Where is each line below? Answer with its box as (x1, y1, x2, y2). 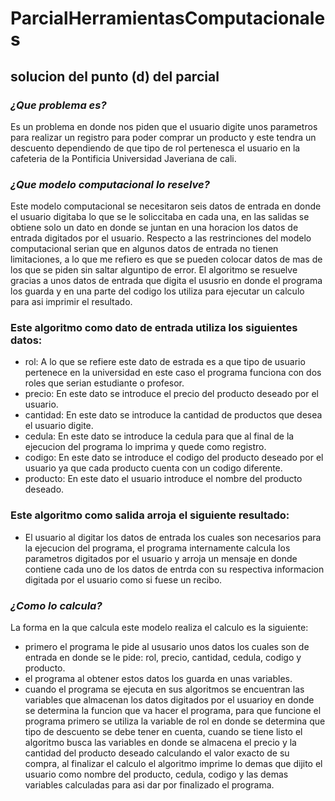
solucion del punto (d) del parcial (10, 68, 220, 85)
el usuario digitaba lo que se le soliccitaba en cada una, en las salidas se (10, 211, 310, 223)
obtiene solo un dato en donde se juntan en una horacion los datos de (10, 222, 299, 234)
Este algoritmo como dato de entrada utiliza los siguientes (10, 321, 298, 335)
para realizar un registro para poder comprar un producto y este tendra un (10, 131, 317, 143)
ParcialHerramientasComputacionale (10, 7, 326, 30)
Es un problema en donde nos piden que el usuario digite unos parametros (10, 120, 318, 132)
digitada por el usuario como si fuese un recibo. (24, 573, 223, 586)
